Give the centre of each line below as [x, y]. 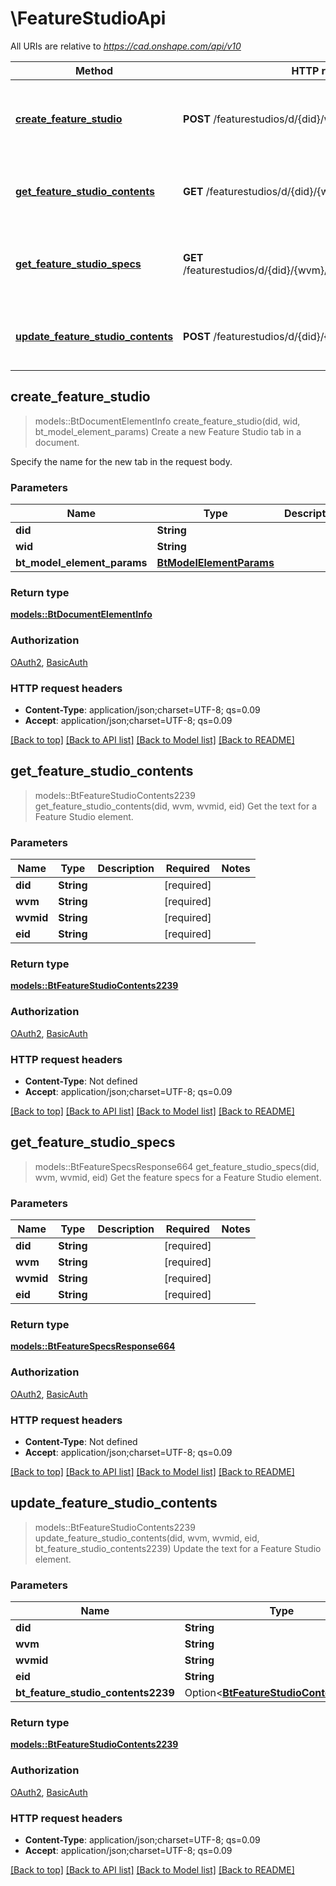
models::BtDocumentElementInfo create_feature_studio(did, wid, [167, 421]
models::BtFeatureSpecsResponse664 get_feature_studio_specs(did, [177, 1166]
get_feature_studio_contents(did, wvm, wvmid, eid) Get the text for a [175, 806]
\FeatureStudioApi [88, 18]
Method [94, 70]
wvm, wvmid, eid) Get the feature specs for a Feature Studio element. [178, 1177]
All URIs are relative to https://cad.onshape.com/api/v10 [126, 46]
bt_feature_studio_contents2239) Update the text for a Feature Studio [178, 1548]
